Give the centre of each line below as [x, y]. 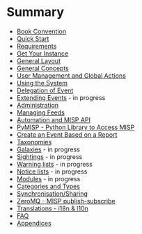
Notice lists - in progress [52, 172]
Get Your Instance [42, 53]
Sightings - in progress [49, 156]
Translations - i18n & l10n [52, 208]
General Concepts [42, 68]
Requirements [37, 46]
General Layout [38, 60]
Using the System [42, 83]
